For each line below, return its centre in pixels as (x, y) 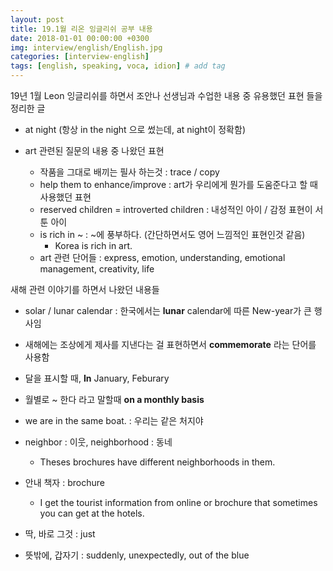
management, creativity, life (97, 269)
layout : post (37, 19)
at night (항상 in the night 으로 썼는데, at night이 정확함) (135, 129)
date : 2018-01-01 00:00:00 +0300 (80, 38)
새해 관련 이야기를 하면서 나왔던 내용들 (85, 289)
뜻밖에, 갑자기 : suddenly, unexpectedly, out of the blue (137, 555)
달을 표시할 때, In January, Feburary (97, 378)
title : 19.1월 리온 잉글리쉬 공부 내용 (81, 29)
